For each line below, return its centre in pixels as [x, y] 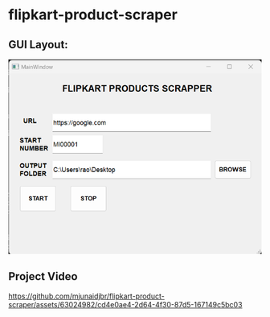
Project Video [43, 276]
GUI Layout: [38, 45]
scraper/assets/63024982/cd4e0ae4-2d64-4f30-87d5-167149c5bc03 [125, 304]
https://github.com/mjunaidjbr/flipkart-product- [86, 296]
